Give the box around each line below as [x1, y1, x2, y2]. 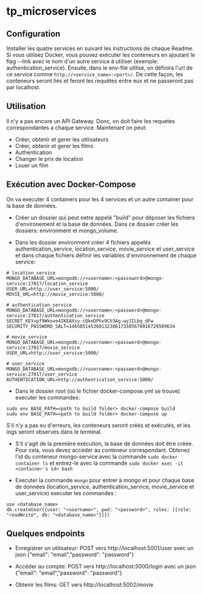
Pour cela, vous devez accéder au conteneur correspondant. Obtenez [15, 446, 190, 454]
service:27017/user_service [6, 371, 78, 378]
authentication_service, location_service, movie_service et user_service [15, 245, 195, 252]
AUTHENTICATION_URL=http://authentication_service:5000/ [6, 376, 154, 382]
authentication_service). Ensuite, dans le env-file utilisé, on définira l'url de [6, 64, 193, 71]
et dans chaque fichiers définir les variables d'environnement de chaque [15, 251, 197, 259]
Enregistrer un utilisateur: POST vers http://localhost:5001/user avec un [15, 545, 194, 552]
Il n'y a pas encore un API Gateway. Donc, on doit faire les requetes [6, 117, 175, 124]
